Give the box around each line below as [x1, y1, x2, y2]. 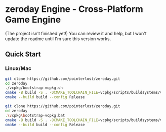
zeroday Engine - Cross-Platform [5, 3, 143, 15]
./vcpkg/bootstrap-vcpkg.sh [5, 85, 63, 90]
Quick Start [5, 50, 41, 59]
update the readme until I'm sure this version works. [5, 36, 111, 42]
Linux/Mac [5, 65, 32, 72]
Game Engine [5, 14, 61, 25]
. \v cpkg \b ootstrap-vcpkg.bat [5, 113, 65, 118]
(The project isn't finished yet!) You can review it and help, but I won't [5, 30, 147, 36]
